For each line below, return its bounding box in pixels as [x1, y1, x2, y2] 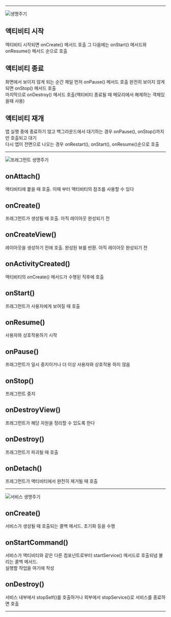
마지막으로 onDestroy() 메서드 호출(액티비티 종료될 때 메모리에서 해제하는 [5, 91, 152, 97]
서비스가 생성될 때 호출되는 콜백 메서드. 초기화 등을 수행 [5, 523, 116, 529]
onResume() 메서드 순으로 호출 [5, 48, 68, 54]
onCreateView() [5, 230, 57, 239]
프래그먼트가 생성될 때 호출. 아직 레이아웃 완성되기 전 [5, 215, 110, 221]
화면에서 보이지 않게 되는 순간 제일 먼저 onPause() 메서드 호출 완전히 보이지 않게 [5, 78, 165, 85]
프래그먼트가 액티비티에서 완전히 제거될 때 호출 [5, 478, 98, 484]
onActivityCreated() [5, 260, 70, 268]
